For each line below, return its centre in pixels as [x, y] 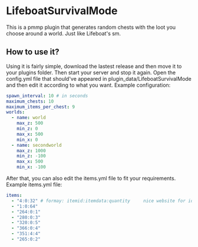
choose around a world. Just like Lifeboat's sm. [64, 33]
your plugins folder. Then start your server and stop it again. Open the [91, 73]
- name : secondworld [37, 145]
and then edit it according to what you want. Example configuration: [88, 85]
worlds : [16, 112]
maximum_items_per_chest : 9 [41, 107]
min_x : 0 [27, 140]
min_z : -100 [31, 156]
